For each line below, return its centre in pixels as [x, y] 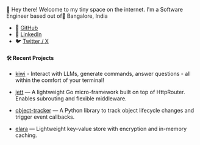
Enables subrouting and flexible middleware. [71, 99]
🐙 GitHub [27, 28]
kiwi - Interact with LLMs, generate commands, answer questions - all [103, 74]
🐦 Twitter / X [32, 41]
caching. [26, 135]
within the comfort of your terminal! [60, 80]
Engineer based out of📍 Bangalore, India [57, 16]
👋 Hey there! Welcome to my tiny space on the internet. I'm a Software [95, 9]
